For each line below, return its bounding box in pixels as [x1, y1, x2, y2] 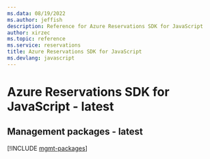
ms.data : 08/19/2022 [7, 10, 66, 17]
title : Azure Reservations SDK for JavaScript [7, 49, 142, 56]
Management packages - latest [7, 126, 144, 138]
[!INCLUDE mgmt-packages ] [7, 144, 88, 152]
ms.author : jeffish [7, 16, 63, 23]
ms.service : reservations [7, 42, 81, 49]
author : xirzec [7, 29, 51, 36]
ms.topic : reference [7, 36, 66, 42]
